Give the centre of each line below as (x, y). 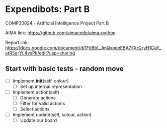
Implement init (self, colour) (40, 80)
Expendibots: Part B (48, 9)
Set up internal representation (51, 86)
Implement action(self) (36, 92)
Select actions (35, 109)
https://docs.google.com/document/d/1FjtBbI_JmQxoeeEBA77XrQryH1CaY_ (83, 47)
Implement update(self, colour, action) (52, 115)
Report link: (17, 42)
